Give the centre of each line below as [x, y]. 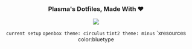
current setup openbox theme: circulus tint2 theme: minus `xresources [96, 33]
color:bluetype [96, 39]
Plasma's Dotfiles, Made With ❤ [96, 9]
